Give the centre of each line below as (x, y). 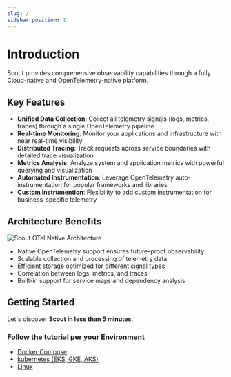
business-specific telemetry (57, 200)
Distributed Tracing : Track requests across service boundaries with (114, 148)
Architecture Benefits (54, 221)
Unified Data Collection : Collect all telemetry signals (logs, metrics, (113, 119)
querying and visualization (54, 171)
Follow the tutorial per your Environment (76, 337)
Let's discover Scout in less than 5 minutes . (70, 319)
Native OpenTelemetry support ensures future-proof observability (111, 251)
